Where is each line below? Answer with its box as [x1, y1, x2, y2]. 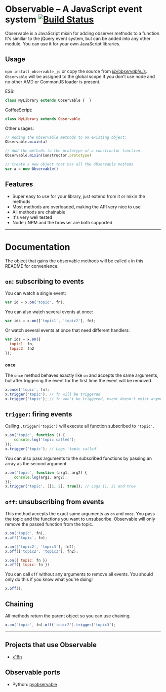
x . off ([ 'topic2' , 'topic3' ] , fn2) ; [5, 549, 79, 554]
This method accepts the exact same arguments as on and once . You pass [5, 511, 155, 517]
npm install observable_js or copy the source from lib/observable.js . [5, 68, 147, 74]
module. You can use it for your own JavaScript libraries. [5, 41, 121, 46]
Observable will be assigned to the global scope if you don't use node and [5, 73, 155, 80]
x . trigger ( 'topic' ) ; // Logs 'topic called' [5, 446, 98, 451]
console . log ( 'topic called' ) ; [14, 437, 77, 443]
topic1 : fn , [9, 341, 35, 346]
